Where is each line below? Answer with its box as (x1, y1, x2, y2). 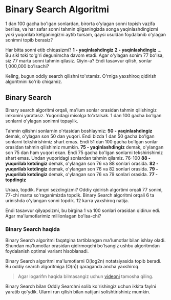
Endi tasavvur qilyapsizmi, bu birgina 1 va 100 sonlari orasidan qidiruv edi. (5, 207, 160, 213)
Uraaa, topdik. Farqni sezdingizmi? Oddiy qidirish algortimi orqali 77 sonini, (5, 186, 163, 192)
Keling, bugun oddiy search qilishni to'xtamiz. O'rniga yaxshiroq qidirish (5, 73, 157, 79)
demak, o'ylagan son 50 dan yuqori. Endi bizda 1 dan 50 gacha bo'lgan (5, 133, 155, 139)
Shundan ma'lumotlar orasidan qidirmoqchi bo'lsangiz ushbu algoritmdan (5, 243, 160, 249)
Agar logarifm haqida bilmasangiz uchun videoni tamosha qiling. (17, 273, 154, 280)
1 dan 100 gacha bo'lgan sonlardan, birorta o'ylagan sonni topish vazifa (5, 20, 155, 27)
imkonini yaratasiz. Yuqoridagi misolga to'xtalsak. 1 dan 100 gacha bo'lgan (5, 112, 162, 118)
